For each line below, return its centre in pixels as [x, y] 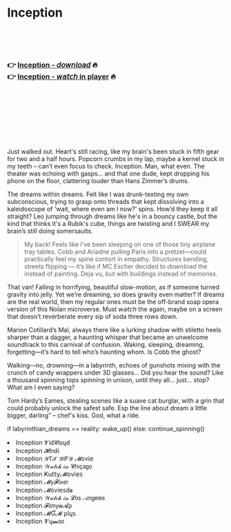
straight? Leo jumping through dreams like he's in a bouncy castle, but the [112, 216]
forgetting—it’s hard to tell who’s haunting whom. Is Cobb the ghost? [104, 352]
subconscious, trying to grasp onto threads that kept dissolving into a [106, 202]
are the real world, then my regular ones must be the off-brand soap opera [113, 302]
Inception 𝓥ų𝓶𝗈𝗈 [40, 521]
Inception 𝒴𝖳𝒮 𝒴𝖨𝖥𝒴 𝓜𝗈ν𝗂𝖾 [55, 459]
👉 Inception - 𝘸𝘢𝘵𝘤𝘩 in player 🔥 [61, 76]
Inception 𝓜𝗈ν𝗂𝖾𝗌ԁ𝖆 [44, 490]
